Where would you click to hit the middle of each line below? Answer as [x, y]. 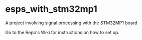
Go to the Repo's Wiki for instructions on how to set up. [62, 32]
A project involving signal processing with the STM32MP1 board [71, 23]
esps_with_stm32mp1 [51, 9]
